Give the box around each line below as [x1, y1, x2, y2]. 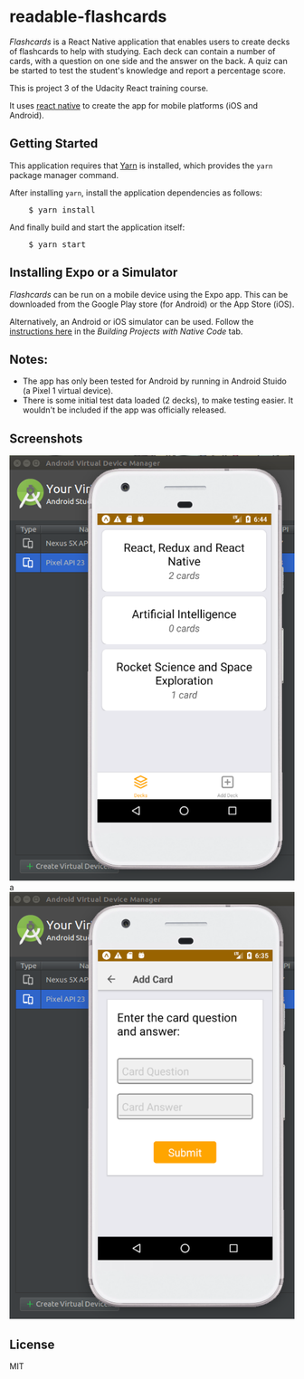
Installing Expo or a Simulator [9, 265, 178, 281]
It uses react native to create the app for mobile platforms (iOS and [9, 100, 259, 110]
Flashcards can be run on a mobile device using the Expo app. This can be [9, 289, 289, 300]
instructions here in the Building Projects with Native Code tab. [9, 326, 243, 337]
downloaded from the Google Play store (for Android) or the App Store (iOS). [9, 299, 295, 309]
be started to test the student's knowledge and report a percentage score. [9, 65, 287, 76]
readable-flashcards [9, 6, 167, 27]
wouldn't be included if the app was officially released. [22, 404, 227, 415]
